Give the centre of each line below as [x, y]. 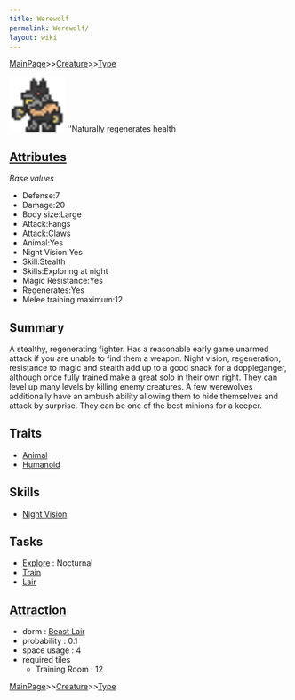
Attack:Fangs [46, 224]
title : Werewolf [39, 19]
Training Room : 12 [69, 669]
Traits [26, 434]
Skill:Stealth [44, 261]
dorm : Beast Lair [54, 632]
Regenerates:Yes [53, 290]
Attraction [38, 610]
